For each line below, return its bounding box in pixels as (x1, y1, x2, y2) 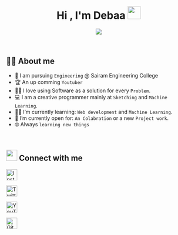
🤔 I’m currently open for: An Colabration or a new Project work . (14, 115, 169, 122)
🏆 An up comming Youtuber (14, 78, 83, 85)
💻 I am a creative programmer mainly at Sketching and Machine (14, 93, 167, 100)
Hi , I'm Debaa (56, 9, 126, 22)
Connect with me (18, 153, 83, 163)
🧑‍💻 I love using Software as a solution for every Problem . (14, 87, 151, 94)
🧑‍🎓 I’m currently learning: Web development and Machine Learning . (14, 108, 173, 115)
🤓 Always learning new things (14, 120, 90, 127)
